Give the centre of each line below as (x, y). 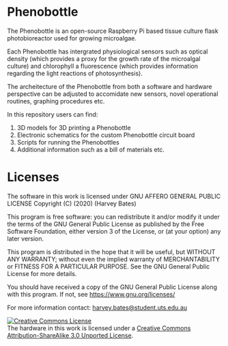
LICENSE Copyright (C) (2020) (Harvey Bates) (72, 203)
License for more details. (42, 273)
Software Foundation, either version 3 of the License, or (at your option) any (114, 231)
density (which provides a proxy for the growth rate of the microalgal (104, 58)
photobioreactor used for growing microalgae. (72, 38)
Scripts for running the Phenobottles (68, 142)
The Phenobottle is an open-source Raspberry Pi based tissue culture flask (113, 31)
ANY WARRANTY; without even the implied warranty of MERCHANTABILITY (114, 259)
